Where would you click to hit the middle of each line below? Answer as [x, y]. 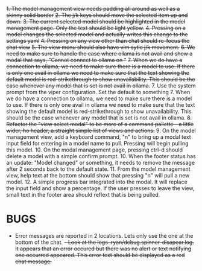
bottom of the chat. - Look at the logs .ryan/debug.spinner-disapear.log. [104, 242]
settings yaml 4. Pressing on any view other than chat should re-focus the [98, 41]
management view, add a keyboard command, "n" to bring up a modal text [99, 137]
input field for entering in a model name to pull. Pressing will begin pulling [97, 143]
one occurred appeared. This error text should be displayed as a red [100, 255]
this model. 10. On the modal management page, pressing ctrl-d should [94, 150]
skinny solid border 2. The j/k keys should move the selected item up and [97, 15]
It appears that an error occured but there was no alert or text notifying [103, 248]
